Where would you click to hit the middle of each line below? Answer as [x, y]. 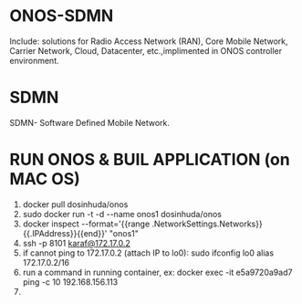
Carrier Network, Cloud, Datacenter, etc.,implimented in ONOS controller [146, 50]
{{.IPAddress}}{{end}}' [65, 233]
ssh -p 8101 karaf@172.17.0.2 [76, 243]
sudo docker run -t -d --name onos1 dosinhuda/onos [122, 214]
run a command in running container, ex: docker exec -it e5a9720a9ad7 [157, 272]
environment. [34, 60]
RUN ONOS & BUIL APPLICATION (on [150, 160]
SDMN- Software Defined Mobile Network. [90, 122]
